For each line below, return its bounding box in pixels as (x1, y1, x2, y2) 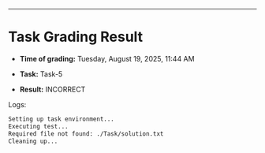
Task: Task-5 (19, 69, 63, 79)
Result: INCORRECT (19, 84, 86, 94)
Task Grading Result (8, 28, 144, 46)
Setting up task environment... (8, 115, 114, 123)
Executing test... (8, 122, 69, 130)
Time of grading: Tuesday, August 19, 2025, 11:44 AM (19, 54, 195, 63)
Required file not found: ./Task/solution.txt (8, 129, 164, 138)
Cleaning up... (8, 137, 58, 145)
